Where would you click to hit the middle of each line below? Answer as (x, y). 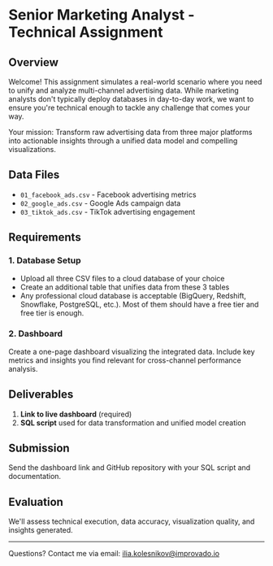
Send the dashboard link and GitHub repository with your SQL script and (130, 468)
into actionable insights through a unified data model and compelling (123, 141)
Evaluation (36, 502)
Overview (34, 62)
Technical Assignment (86, 32)
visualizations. (32, 149)
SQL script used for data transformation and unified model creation (133, 422)
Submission (39, 448)
